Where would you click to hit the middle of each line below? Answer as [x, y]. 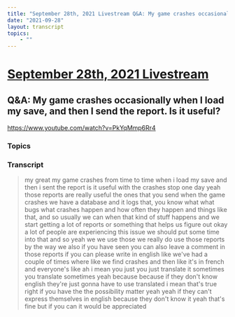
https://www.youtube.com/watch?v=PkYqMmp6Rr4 [81, 128]
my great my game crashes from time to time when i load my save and [126, 180]
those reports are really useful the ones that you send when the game [125, 195]
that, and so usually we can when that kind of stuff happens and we [122, 217]
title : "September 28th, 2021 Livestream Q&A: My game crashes [101, 14]
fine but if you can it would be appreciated [85, 307]
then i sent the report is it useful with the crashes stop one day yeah [122, 188]
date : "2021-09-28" [36, 20]
